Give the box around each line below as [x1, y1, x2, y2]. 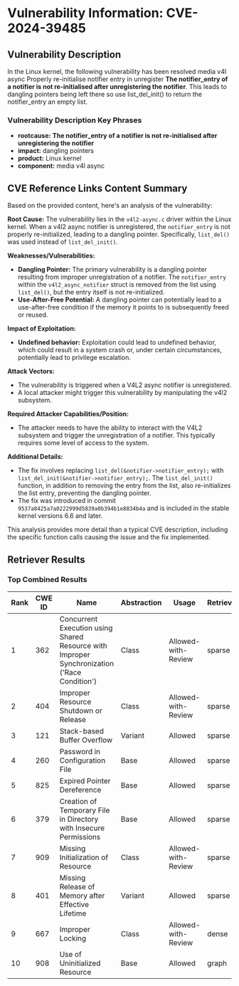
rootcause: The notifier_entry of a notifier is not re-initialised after [17, 132, 218, 140]
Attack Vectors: [7, 367, 55, 376]
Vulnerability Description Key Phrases [7, 115, 142, 125]
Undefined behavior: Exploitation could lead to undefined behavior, [17, 338, 217, 346]
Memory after [59, 891, 105, 901]
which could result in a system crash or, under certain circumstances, [17, 346, 223, 354]
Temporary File [59, 805, 110, 815]
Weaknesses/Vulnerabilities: [7, 251, 95, 260]
